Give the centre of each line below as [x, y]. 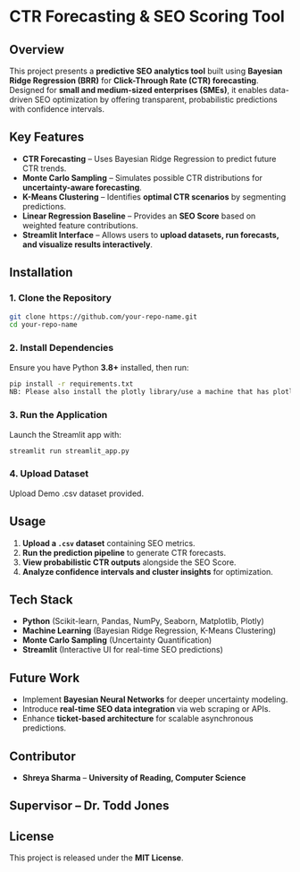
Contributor [42, 756]
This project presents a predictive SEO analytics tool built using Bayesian [146, 71]
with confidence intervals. [57, 109]
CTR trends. [44, 168]
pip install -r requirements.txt [71, 384]
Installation [41, 273]
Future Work [45, 678]
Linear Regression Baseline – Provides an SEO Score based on [139, 216]
